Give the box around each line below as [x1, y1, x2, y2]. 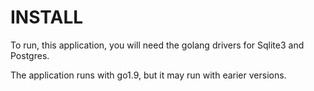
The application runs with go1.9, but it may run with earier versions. [10, 69, 287, 81]
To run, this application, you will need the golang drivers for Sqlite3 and [10, 39, 305, 51]
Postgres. [10, 49, 50, 61]
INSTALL [10, 6, 84, 29]
